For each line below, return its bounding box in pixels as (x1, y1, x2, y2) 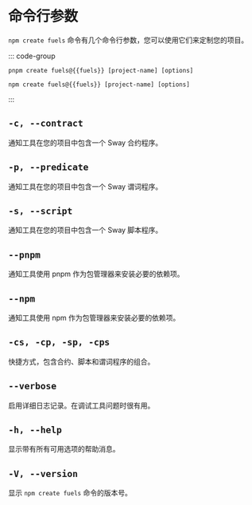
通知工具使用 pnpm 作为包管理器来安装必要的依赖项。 (8, 269, 184, 279)
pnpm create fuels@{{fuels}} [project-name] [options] (8, 66, 194, 74)
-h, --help (8, 424, 62, 436)
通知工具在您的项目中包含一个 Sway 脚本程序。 (8, 225, 163, 235)
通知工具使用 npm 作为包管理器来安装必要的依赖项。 (8, 313, 180, 322)
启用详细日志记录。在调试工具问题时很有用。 (8, 400, 155, 410)
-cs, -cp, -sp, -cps (8, 337, 110, 348)
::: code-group (8, 51, 56, 61)
